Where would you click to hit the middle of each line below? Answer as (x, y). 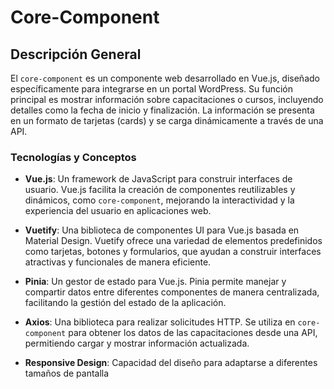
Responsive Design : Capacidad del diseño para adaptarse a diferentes (171, 363)
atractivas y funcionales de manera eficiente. (118, 262)
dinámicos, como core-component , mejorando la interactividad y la (159, 200)
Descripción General (76, 54)
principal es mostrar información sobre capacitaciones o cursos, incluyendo (167, 99)
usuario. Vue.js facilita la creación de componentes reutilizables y (160, 190)
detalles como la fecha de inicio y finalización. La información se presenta (162, 110)
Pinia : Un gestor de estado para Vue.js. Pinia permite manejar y (155, 282)
